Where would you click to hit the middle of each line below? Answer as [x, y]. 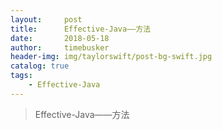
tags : [21, 76]
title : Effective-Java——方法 [81, 29]
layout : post [46, 19]
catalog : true [40, 66]
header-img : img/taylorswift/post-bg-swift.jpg [111, 57]
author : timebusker [60, 47]
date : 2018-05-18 [60, 38]
